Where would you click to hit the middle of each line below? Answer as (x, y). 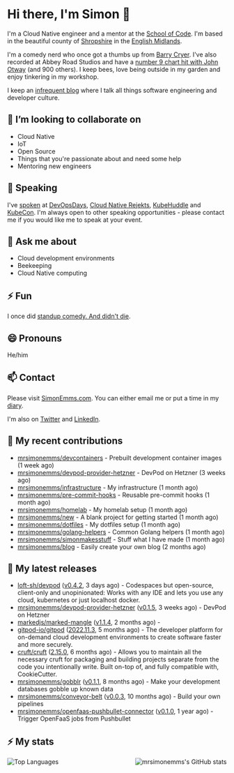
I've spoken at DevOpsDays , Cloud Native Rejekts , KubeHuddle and (104, 204)
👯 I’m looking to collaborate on (74, 120)
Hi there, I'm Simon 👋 (69, 14)
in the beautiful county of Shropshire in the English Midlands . (95, 40)
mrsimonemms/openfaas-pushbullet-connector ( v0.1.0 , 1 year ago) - (115, 712)
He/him (18, 355)
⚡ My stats (31, 741)
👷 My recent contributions (65, 441)
